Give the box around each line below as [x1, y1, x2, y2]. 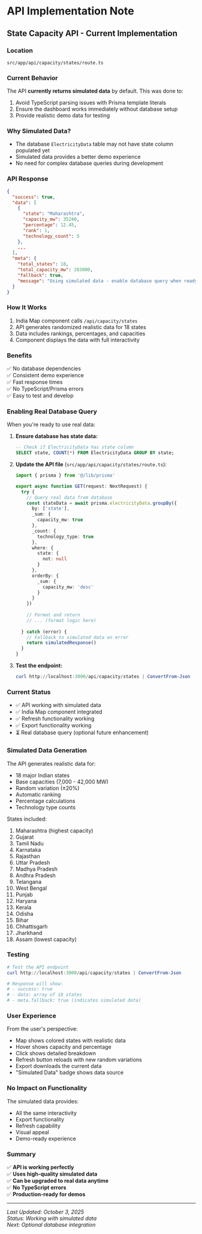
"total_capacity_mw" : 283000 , [17, 267, 94, 273]
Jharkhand [15, 929, 43, 936]
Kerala [15, 904, 32, 911]
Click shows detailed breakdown [15, 1050, 97, 1057]
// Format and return [26, 612, 80, 618]
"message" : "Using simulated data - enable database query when [17, 278, 182, 284]
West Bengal [15, 884, 47, 892]
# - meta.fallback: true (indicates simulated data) [7, 998, 141, 1004]
